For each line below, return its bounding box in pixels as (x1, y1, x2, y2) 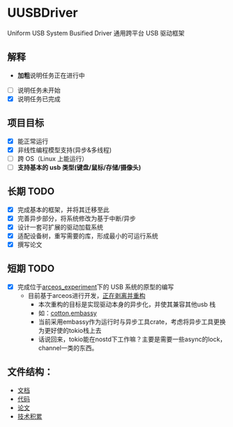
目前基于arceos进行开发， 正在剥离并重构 (27, 291, 146, 299)
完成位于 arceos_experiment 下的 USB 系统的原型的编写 (17, 283, 174, 291)
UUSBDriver (7, 5, 78, 21)
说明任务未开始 (17, 86, 61, 94)
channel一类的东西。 (38, 343, 98, 352)
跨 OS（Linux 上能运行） (17, 154, 89, 163)
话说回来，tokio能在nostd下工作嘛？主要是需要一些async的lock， (38, 335, 227, 343)
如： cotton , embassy (38, 308, 98, 317)
